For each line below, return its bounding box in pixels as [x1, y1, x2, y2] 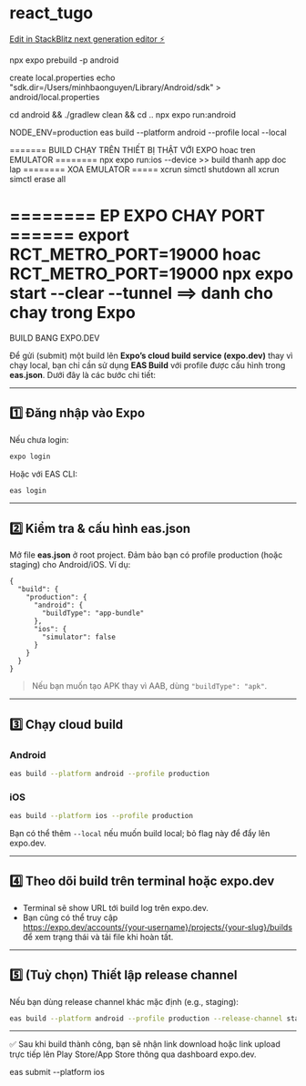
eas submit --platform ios [9, 1067, 105, 1078]
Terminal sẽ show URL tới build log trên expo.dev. [22, 902, 209, 913]
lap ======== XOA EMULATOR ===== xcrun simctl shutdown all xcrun [9, 163, 280, 175]
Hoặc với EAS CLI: [9, 468, 77, 479]
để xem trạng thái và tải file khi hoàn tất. [22, 931, 174, 942]
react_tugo [9, 3, 94, 24]
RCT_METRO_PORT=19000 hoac [9, 244, 261, 265]
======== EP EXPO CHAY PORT [9, 206, 266, 226]
